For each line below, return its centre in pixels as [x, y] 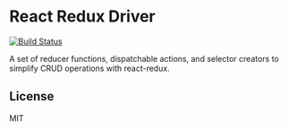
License [32, 96]
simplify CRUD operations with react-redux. [89, 68]
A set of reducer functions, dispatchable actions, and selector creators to [144, 58]
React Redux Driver [82, 17]
